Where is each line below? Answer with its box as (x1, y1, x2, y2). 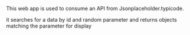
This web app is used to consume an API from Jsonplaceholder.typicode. (6, 5, 184, 12)
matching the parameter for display (6, 23, 92, 29)
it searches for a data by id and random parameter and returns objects (6, 16, 177, 23)
